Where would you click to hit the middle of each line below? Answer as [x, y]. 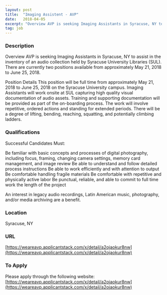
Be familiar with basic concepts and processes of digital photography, [77, 153]
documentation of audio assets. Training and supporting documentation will [83, 98]
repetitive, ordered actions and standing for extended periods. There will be [83, 109]
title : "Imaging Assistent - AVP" [42, 14]
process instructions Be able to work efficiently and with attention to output [82, 169]
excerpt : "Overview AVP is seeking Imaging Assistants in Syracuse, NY [81, 24]
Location [16, 213]
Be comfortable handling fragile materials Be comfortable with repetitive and [83, 174]
